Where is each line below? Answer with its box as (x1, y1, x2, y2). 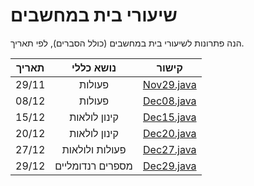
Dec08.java (143, 94, 197, 108)
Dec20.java (143, 126, 197, 140)
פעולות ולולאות (61, 142, 127, 156)
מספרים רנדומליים (54, 159, 133, 173)
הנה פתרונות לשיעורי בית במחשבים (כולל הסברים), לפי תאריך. (10, 37, 245, 49)
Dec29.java (143, 159, 197, 173)
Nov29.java (142, 77, 197, 91)
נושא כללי (71, 60, 117, 74)
